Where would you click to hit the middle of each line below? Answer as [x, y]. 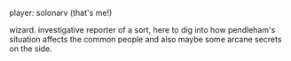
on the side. [31, 49]
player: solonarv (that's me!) [61, 13]
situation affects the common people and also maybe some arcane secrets [145, 39]
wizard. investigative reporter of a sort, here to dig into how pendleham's [142, 30]
